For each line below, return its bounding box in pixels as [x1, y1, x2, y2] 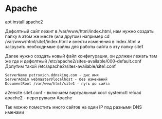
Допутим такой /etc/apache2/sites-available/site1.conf [5, 63, 116, 69]
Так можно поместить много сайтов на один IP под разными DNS [5, 104, 142, 110]
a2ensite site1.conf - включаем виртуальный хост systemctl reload [5, 89, 142, 95]
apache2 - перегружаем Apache [5, 95, 72, 101]
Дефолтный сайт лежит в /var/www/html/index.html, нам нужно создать [5, 28, 154, 34]
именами [5, 109, 24, 115]
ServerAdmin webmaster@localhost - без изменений [5, 77, 108, 82]
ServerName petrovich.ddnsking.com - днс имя [5, 73, 99, 77]
